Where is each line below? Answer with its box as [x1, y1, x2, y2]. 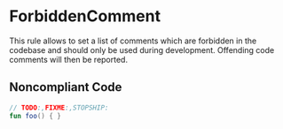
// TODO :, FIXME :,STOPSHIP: [9, 103, 109, 112]
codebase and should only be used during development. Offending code [9, 44, 275, 55]
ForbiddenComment [9, 6, 161, 27]
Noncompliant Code [9, 80, 122, 95]
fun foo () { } [9, 111, 62, 120]
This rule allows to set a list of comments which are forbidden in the [9, 35, 257, 46]
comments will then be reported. [9, 54, 129, 64]
